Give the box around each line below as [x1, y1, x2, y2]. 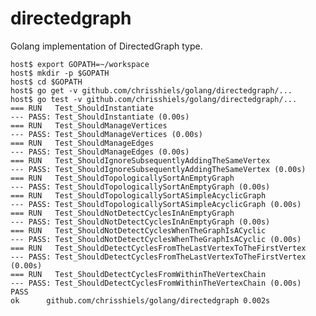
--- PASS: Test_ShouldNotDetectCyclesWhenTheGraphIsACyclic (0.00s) [10, 234, 302, 244]
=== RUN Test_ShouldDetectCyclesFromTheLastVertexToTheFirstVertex [10, 243, 307, 253]
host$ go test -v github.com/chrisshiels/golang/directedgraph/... [10, 94, 298, 104]
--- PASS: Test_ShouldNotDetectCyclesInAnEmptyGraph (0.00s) [10, 217, 271, 227]
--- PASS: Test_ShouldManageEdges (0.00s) [10, 147, 190, 157]
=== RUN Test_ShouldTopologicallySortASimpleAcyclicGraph [10, 190, 267, 201]
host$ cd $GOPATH [10, 77, 83, 87]
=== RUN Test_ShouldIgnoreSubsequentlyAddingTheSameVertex [10, 155, 271, 166]
